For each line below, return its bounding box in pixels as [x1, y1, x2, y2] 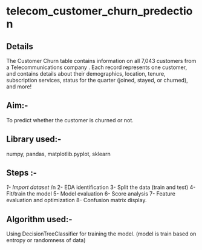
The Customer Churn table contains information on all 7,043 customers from [6, 58, 197, 64]
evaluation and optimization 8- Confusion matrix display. [6, 197, 147, 204]
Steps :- [6, 168, 37, 178]
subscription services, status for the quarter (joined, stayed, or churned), [6, 77, 189, 84]
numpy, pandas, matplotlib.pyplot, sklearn [6, 150, 111, 157]
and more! [6, 83, 32, 90]
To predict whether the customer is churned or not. [6, 116, 134, 123]
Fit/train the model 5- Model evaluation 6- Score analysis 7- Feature [6, 190, 175, 197]
